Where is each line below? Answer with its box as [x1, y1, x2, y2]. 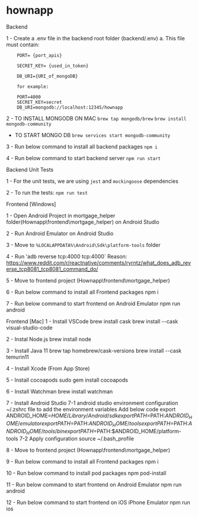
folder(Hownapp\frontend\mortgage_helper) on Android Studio [6, 218, 159, 226]
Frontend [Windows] [6, 200, 56, 208]
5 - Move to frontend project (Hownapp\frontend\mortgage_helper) [6, 277, 170, 284]
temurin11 [6, 353, 30, 360]
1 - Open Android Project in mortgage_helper [6, 212, 116, 219]
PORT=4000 [17, 94, 41, 100]
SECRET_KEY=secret [17, 99, 62, 105]
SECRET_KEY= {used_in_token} [17, 63, 89, 69]
